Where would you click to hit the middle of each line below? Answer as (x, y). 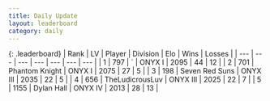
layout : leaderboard (43, 23)
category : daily (36, 31)
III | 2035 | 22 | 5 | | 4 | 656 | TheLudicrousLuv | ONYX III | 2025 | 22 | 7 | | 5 (135, 80)
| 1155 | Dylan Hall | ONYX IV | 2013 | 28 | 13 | (84, 88)
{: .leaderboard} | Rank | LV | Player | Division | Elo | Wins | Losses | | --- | (131, 54)
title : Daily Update (43, 16)
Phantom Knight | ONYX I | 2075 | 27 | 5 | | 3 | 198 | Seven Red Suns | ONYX (135, 71)
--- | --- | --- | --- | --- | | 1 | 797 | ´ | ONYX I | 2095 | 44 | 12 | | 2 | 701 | (136, 62)
